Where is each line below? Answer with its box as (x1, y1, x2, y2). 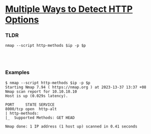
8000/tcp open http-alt (5, 106, 57, 112)
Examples (5, 69, 30, 76)
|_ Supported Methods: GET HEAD (5, 115, 75, 120)
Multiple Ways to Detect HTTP (5, 3, 133, 15)
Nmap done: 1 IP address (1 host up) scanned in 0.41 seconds (5, 124, 137, 129)
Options (5, 14, 39, 25)
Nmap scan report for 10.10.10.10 (5, 89, 77, 94)
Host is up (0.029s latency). (5, 93, 68, 98)
